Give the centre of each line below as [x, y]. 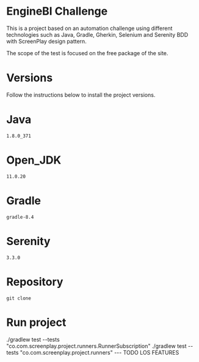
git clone [19, 298]
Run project [36, 322]
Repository [35, 281]
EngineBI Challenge [57, 11]
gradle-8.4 [20, 217]
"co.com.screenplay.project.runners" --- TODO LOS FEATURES [99, 352]
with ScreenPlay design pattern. [46, 41]
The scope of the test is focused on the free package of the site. [87, 53]
